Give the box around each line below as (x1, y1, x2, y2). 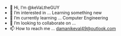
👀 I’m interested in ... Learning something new (9, 10, 102, 16)
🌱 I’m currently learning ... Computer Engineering (9, 15, 108, 20)
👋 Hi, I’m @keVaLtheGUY (9, 5, 60, 10)
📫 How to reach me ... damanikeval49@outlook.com (9, 26, 116, 31)
